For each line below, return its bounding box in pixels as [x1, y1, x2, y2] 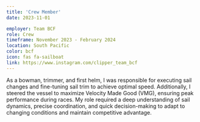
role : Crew [6, 31, 34, 37]
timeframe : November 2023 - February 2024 [6, 37, 116, 43]
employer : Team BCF [6, 26, 56, 32]
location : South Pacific [6, 43, 70, 49]
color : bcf [6, 48, 34, 55]
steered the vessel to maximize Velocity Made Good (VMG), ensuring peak [6, 89, 194, 96]
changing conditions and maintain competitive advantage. [6, 109, 152, 116]
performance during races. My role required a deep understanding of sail [6, 96, 190, 103]
